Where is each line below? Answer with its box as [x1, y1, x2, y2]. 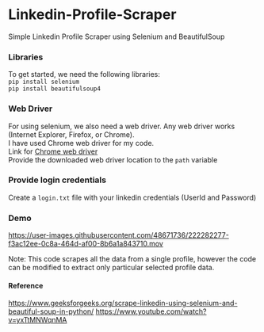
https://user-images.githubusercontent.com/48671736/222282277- [8, 231, 230, 240]
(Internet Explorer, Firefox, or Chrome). [8, 129, 135, 139]
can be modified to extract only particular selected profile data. [8, 263, 215, 273]
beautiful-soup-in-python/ [8, 307, 94, 316]
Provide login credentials [8, 174, 107, 185]
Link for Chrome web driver [8, 147, 98, 156]
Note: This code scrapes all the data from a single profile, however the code [8, 254, 257, 264]
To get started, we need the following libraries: [8, 70, 161, 79]
